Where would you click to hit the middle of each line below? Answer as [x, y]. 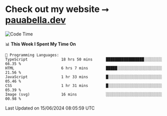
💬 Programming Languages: [32, 55]
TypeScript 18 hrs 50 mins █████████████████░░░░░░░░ [84, 59]
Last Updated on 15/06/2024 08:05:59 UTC [50, 108]
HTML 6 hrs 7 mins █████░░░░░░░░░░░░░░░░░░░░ [84, 68]
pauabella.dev [35, 20]
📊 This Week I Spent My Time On [40, 44]
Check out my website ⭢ [57, 9]
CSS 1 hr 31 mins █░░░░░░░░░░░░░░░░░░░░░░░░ [84, 85]
